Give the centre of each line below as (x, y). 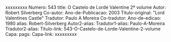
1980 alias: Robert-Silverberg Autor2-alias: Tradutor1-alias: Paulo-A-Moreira (85, 23)
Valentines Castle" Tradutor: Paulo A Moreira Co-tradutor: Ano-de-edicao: (83, 18)
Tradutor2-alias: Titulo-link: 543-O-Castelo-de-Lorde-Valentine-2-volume (83, 29)
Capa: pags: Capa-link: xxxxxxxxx (41, 34)
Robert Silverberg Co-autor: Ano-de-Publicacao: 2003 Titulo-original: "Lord (85, 13)
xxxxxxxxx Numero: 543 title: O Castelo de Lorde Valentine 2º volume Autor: (86, 7)
